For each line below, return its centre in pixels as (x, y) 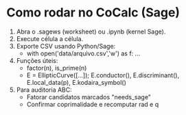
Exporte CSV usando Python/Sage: (66, 46)
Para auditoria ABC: (44, 90)
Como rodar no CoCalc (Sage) (93, 13)
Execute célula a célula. (50, 38)
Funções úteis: (37, 60)
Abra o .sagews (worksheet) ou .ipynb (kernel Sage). (91, 31)
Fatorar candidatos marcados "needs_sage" (89, 97)
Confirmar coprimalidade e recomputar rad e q (93, 104)
